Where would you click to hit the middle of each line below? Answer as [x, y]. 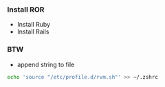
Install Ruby [33, 25]
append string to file [46, 64]
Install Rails [33, 32]
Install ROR [26, 10]
